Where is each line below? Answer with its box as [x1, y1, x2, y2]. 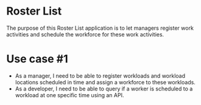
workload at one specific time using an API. [15, 91, 124, 98]
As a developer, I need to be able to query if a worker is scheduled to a [15, 85, 193, 92]
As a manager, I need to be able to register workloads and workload [15, 72, 186, 80]
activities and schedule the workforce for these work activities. [6, 30, 164, 38]
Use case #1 [6, 52, 68, 66]
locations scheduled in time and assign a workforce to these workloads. [15, 78, 196, 86]
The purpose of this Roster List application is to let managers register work [6, 24, 194, 32]
